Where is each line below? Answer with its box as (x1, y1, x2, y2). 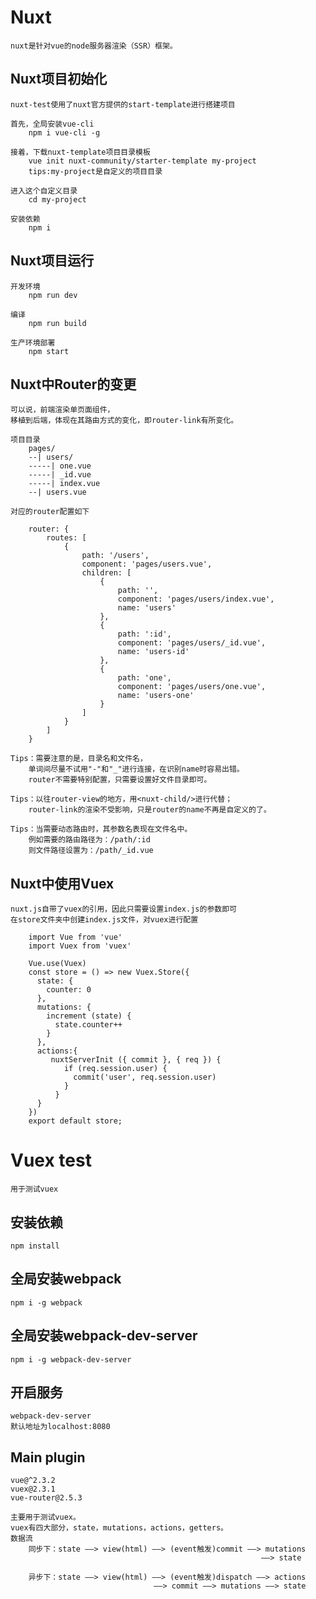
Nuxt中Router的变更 (10, 376, 137, 393)
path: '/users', (81, 551, 150, 561)
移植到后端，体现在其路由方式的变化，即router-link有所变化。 (10, 416, 239, 426)
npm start (28, 346, 70, 356)
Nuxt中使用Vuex (10, 875, 115, 892)
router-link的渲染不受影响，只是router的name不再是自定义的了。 (28, 805, 272, 815)
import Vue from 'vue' (28, 932, 123, 943)
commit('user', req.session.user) (73, 1072, 217, 1083)
